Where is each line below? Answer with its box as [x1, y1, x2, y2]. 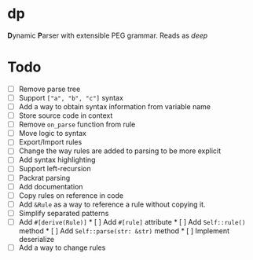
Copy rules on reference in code [18, 190, 123, 200]
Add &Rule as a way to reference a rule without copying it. [18, 200, 206, 209]
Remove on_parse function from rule [18, 119, 136, 130]
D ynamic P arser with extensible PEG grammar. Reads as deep [7, 31, 208, 40]
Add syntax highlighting [18, 155, 96, 165]
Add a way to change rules [18, 243, 106, 252]
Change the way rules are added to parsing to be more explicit [18, 146, 222, 156]
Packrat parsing [18, 173, 71, 182]
